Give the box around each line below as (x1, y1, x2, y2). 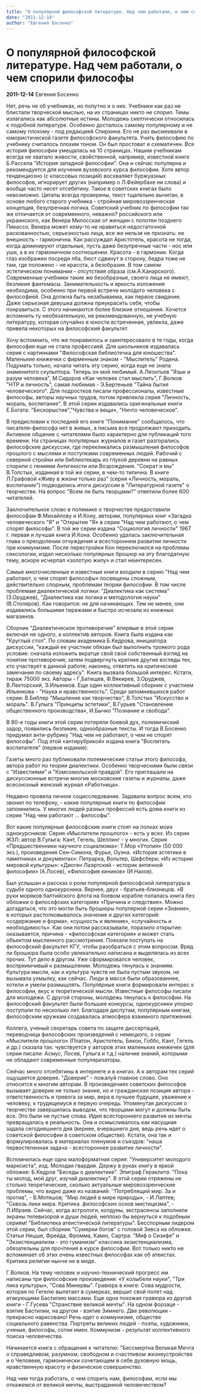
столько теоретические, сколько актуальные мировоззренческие (6, 1181, 175, 1188)
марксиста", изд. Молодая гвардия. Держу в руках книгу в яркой (6, 1162, 174, 1170)
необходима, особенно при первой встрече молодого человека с (6, 287, 175, 294)
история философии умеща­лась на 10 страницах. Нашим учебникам (6, 147, 182, 154)
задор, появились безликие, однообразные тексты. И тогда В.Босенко (6, 725, 187, 732)
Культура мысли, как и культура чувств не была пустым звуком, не (6, 969, 179, 976)
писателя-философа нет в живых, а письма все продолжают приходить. (6, 424, 193, 431)
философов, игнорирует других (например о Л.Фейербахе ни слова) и (6, 179, 187, 186)
